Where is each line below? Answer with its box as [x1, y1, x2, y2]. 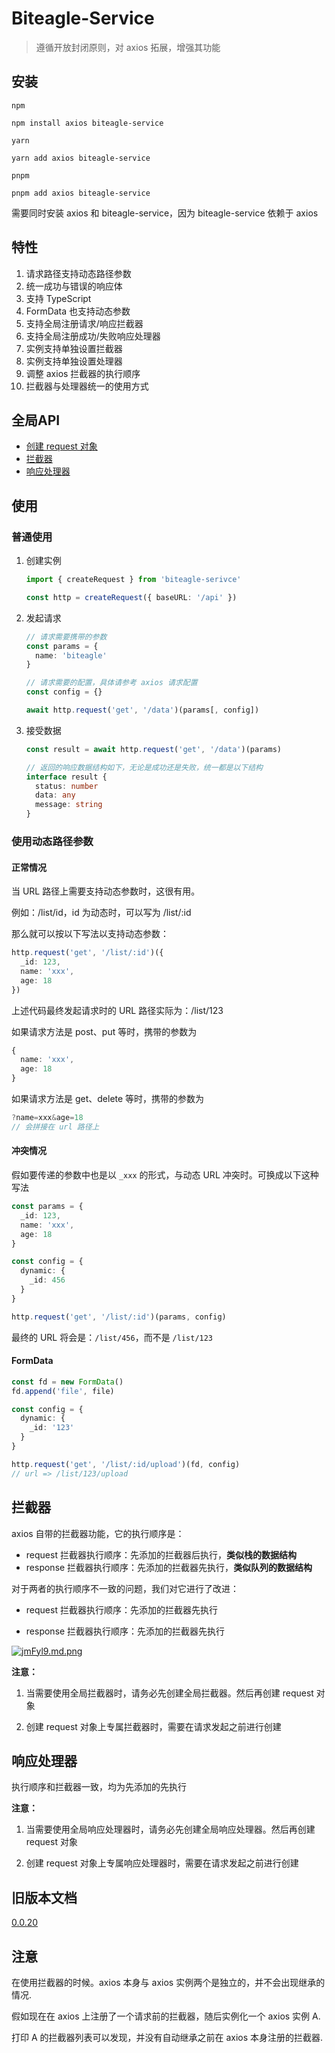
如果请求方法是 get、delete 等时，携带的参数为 [11, 1093, 205, 1105]
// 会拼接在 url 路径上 [11, 1122, 100, 1132]
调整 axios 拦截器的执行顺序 [25, 367, 141, 379]
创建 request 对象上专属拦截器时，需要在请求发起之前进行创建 [25, 1720, 282, 1732]
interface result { [25, 772, 108, 782]
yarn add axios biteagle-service [11, 153, 151, 163]
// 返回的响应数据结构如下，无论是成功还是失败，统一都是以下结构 [25, 762, 263, 772]
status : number [35, 781, 99, 791]
